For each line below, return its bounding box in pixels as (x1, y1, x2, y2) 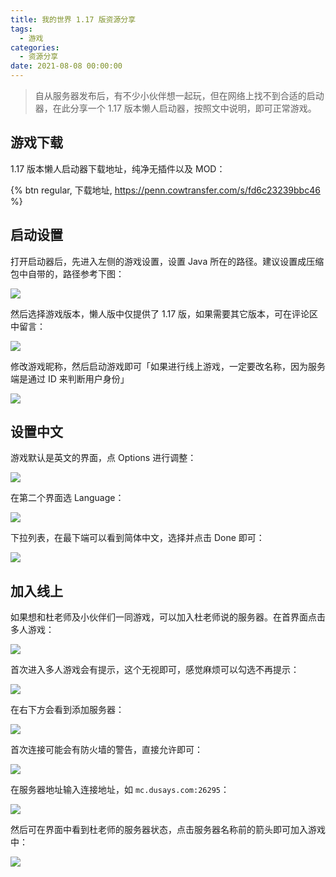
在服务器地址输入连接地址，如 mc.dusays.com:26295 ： (10, 784, 230, 796)
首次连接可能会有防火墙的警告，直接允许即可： (10, 744, 203, 756)
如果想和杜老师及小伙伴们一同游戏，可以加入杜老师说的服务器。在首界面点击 (10, 611, 326, 623)
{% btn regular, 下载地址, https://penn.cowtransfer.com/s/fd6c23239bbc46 (10, 184, 321, 196)
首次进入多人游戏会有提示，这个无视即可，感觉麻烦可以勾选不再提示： (10, 664, 300, 676)
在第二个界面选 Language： (10, 492, 125, 504)
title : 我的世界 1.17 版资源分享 (10, 14, 137, 25)
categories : (10, 42, 60, 53)
